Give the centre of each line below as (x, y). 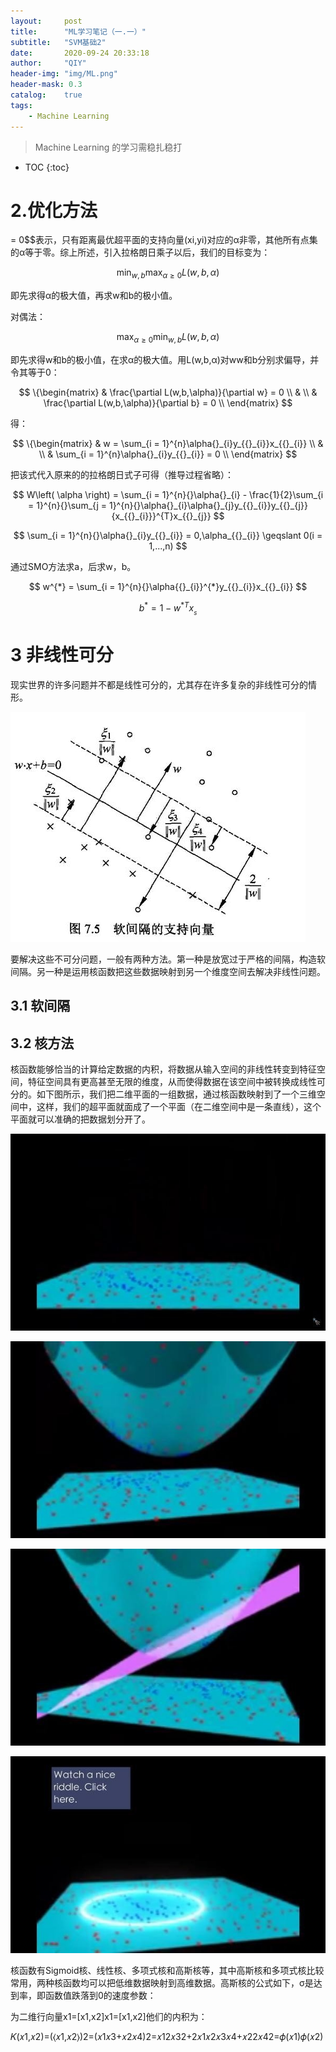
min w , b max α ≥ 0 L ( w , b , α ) (168, 273)
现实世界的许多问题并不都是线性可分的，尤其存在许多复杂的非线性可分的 (159, 684)
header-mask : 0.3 (46, 85)
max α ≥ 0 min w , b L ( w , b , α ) (168, 338)
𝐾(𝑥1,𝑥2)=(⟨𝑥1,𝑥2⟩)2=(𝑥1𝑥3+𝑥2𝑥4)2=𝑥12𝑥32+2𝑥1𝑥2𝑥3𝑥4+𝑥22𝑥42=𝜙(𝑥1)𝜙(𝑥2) (167, 2036)
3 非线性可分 (62, 655)
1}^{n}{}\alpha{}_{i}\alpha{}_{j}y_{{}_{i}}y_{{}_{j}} (208, 506)
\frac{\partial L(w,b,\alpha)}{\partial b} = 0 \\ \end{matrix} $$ (168, 403)
